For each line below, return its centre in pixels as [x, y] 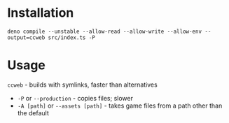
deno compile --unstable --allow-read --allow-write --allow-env [104, 31]
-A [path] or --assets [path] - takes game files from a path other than [120, 106]
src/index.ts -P [72, 37]
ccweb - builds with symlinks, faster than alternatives [82, 85]
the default [33, 113]
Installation [41, 13]
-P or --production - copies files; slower [75, 98]
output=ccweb [26, 37]
